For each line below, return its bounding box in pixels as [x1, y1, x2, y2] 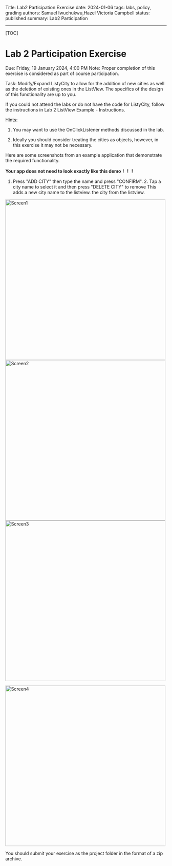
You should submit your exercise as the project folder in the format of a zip [5, 850, 163, 856]
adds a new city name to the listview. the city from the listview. [12, 189, 145, 195]
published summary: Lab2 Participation [5, 15, 88, 21]
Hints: [5, 117, 18, 123]
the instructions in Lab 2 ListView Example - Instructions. [5, 106, 125, 112]
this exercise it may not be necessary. [12, 142, 93, 148]
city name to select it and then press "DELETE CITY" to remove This [12, 183, 157, 190]
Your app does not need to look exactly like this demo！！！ [5, 168, 135, 174]
